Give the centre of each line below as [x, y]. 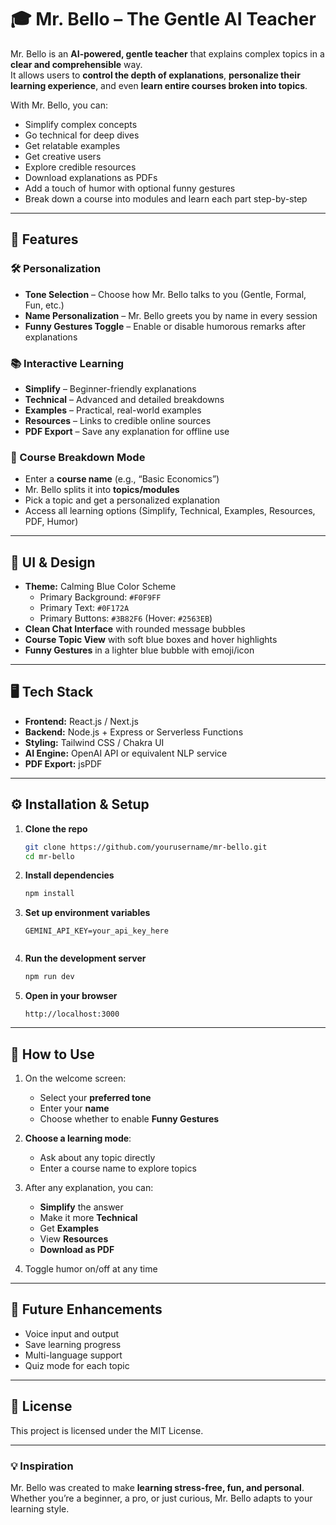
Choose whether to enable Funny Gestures [129, 1118]
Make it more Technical [88, 1217]
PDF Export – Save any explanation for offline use [127, 431]
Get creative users [63, 156]
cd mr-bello [49, 856]
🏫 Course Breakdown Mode [78, 457]
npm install [49, 894]
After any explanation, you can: [89, 1187]
